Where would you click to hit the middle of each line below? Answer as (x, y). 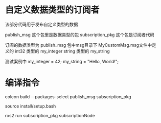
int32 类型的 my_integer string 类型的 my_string (62, 51)
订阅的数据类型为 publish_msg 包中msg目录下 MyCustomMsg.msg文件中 (79, 45)
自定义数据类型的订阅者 (52, 10)
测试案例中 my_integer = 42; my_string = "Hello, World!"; (62, 61)
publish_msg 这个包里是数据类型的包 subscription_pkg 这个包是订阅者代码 (80, 35)
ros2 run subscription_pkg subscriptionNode (50, 115)
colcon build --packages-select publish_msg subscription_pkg (68, 97)
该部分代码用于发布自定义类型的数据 (42, 24)
